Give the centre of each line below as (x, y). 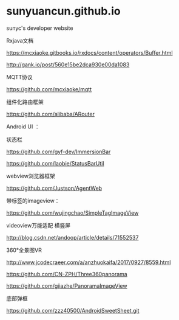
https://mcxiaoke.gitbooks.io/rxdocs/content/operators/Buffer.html (89, 52)
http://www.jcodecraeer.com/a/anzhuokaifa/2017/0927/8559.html (89, 262)
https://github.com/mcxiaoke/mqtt (49, 89)
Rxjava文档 (20, 40)
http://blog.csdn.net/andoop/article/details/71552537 (73, 237)
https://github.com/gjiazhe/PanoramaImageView (67, 286)
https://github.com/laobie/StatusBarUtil (55, 163)
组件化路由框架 (25, 102)
